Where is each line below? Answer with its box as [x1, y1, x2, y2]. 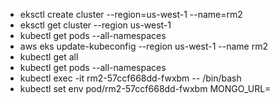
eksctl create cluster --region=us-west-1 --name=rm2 [19, 9, 243, 20]
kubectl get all [19, 51, 79, 63]
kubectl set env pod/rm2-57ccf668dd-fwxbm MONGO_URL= [19, 83, 272, 94]
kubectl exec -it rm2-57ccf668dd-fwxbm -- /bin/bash [19, 72, 242, 84]
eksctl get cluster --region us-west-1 [19, 19, 172, 31]
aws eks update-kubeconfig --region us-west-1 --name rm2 [19, 40, 268, 52]
